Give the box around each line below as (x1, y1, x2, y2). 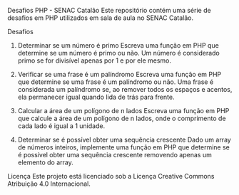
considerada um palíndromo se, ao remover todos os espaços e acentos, (17, 85, 233, 93)
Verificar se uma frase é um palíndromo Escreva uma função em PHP (17, 70, 222, 78)
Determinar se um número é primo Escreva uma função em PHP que (17, 41, 219, 49)
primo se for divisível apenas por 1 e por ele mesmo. (17, 56, 172, 65)
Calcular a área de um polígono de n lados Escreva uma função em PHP (17, 107, 230, 115)
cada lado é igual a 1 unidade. (17, 122, 106, 130)
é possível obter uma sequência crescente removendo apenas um (17, 151, 212, 159)
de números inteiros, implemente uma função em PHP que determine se (17, 143, 230, 152)
